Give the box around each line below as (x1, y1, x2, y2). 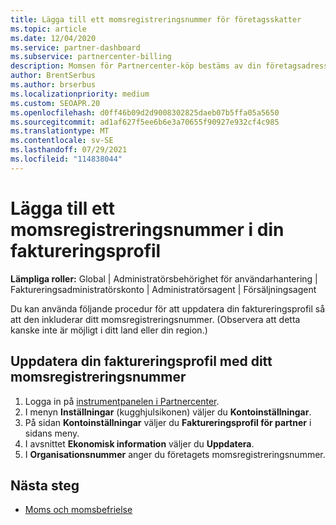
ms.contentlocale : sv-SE (10, 136, 114, 146)
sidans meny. (24, 427, 80, 439)
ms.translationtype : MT (10, 126, 110, 136)
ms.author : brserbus (10, 80, 97, 90)
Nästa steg (10, 477, 80, 494)
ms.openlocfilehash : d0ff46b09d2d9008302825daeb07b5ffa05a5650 (10, 107, 280, 118)
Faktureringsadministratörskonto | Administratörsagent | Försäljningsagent (10, 283, 317, 295)
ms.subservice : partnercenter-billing (10, 52, 172, 62)
